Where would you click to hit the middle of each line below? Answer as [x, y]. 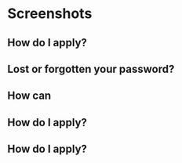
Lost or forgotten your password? [91, 69]
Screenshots [50, 14]
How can [29, 96]
